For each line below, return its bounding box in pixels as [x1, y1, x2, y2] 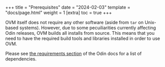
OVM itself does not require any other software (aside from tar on [5, 20, 144, 25]
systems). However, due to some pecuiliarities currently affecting [19, 25, 156, 31]
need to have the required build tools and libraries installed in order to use [5, 35, 160, 41]
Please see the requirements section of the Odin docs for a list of [5, 50, 142, 56]
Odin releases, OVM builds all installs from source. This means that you [5, 30, 155, 36]
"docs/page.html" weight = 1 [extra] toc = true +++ [5, 10, 112, 16]
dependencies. [5, 56, 37, 62]
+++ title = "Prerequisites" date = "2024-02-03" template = [5, 5, 131, 10]
